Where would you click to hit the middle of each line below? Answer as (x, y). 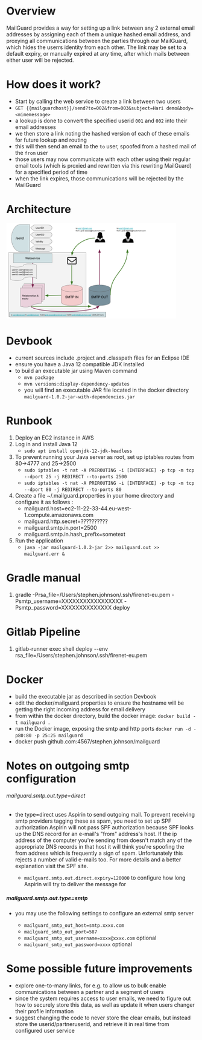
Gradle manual (44, 578)
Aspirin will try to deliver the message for (75, 884)
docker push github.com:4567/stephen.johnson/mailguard (87, 741)
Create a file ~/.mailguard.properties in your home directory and (94, 495)
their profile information (44, 1011)
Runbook (29, 421)
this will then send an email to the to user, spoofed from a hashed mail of (106, 146)
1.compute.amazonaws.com (59, 515)
